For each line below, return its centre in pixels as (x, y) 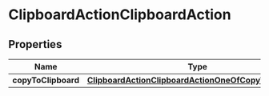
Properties (35, 44)
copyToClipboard (46, 80)
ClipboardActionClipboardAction (120, 15)
